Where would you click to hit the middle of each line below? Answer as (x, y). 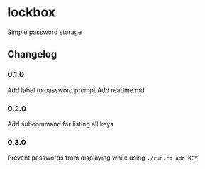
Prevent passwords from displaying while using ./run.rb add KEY (103, 158)
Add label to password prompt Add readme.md (76, 90)
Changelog (32, 54)
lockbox (31, 12)
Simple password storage (45, 32)
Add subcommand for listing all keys (60, 124)
